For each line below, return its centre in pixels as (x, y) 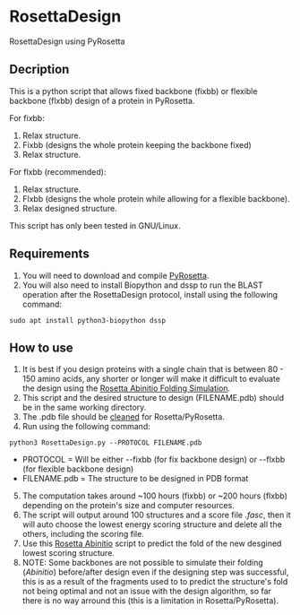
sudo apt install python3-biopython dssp (88, 320)
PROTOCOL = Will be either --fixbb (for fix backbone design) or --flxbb (154, 460)
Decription (39, 69)
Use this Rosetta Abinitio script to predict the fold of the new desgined (152, 543)
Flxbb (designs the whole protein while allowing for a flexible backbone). (156, 198)
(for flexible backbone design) (78, 469)
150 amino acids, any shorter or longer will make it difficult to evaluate (151, 379)
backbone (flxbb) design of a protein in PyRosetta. (102, 100)
